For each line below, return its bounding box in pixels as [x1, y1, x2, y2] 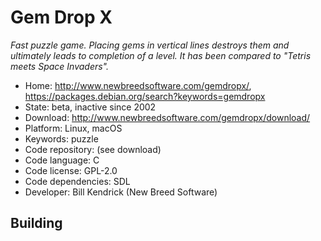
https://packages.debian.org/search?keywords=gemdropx [24, 90, 266, 102]
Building [10, 215, 63, 232]
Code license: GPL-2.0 [24, 164, 118, 176]
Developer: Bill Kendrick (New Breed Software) [24, 186, 218, 198]
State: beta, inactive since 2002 [24, 101, 157, 113]
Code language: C [24, 154, 100, 166]
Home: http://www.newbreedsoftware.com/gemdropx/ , [24, 79, 252, 91]
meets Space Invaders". [10, 60, 110, 72]
